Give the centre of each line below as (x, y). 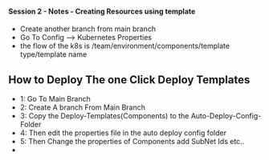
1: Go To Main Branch (55, 99)
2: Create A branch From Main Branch (83, 107)
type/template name (53, 54)
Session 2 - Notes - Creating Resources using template (102, 11)
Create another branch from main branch (88, 29)
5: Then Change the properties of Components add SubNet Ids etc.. (132, 142)
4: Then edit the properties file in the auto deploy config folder (123, 133)
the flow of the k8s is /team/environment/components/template (125, 46)
